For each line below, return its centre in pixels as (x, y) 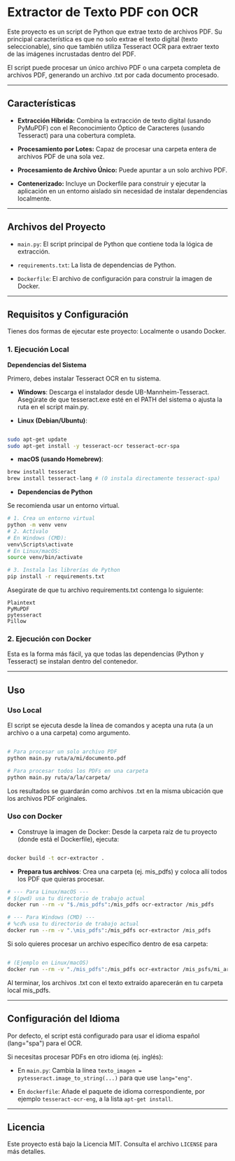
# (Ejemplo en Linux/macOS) (48, 963)
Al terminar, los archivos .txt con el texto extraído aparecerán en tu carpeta (115, 982)
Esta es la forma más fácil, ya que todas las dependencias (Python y (106, 654)
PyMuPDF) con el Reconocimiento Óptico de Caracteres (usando (111, 128)
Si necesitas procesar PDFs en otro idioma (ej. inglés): (85, 1057)
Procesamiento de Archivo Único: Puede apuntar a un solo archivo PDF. (122, 170)
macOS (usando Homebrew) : (60, 459)
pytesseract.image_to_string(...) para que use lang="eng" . (105, 1078)
